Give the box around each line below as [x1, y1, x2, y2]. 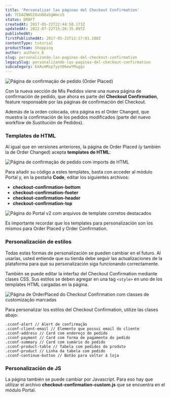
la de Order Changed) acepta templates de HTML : [5, 149, 111, 155]
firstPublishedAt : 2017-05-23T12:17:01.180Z [5, 36, 101, 41]
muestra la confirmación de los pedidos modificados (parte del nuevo [5, 114, 151, 120]
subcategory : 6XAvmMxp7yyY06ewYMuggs [5, 64, 85, 69]
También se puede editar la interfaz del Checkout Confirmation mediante [5, 270, 157, 276]
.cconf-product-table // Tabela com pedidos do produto [5, 344, 126, 349]
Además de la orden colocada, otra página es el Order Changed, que [5, 109, 149, 115]
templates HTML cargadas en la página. [5, 281, 89, 288]
